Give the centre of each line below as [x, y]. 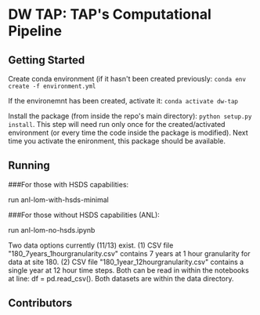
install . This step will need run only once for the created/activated [117, 124]
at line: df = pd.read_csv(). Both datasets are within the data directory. [121, 278]
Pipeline [35, 31]
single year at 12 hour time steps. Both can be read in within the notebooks [128, 270]
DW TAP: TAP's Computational [110, 14]
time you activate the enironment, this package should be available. [117, 141]
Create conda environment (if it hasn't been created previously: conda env [127, 79]
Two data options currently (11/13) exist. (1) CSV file [91, 245]
